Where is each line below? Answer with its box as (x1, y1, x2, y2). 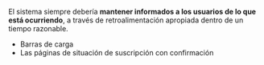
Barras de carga (19, 39, 74, 49)
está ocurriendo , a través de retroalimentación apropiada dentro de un (8, 15, 244, 25)
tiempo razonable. (8, 24, 68, 33)
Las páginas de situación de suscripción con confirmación (19, 48, 214, 57)
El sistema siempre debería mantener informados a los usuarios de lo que (8, 7, 256, 16)
